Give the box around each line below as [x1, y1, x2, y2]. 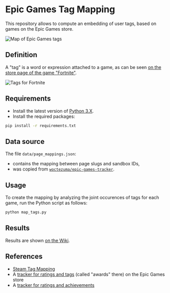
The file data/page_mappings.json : [5, 151, 76, 157]
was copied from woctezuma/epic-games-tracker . [12, 166, 115, 172]
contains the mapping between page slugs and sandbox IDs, [12, 161, 140, 167]
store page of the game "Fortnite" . [5, 69, 77, 76]
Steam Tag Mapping [12, 265, 55, 272]
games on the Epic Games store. [5, 26, 74, 32]
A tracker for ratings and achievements [12, 282, 95, 288]
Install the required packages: [12, 113, 75, 119]
